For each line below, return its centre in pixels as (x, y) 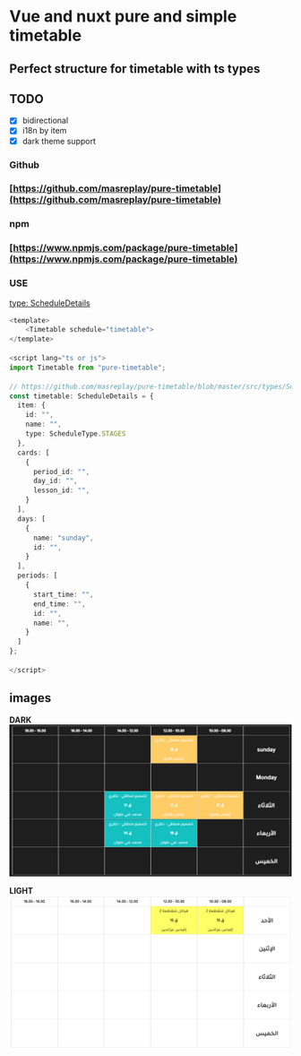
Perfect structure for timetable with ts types (135, 69)
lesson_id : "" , (61, 490)
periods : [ (38, 576)
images (30, 698)
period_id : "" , (61, 472)
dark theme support (59, 141)
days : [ (32, 519)
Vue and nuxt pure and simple (123, 17)
